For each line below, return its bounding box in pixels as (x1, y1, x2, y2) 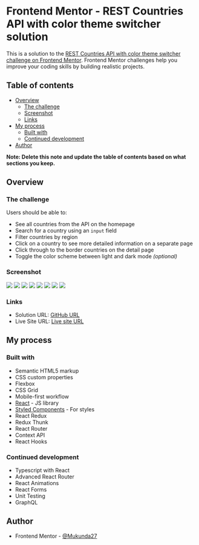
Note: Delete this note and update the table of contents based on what (6, 153, 186, 160)
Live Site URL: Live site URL (15, 318, 84, 325)
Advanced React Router (15, 473, 74, 480)
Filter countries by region (15, 233, 78, 241)
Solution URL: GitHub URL (15, 312, 80, 319)
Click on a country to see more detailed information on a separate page (15, 240, 194, 247)
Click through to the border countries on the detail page (15, 246, 154, 253)
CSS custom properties (15, 373, 74, 380)
